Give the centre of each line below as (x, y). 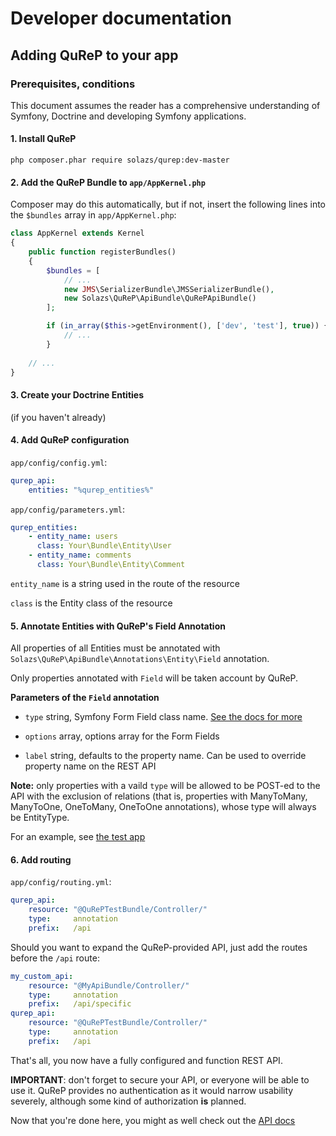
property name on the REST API (90, 766)
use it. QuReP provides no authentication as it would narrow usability (152, 1090)
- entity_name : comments (80, 555)
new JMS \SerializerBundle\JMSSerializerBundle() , (169, 289)
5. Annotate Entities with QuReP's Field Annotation (118, 626)
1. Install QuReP (43, 139)
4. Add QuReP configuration (70, 440)
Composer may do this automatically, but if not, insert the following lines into (168, 204)
